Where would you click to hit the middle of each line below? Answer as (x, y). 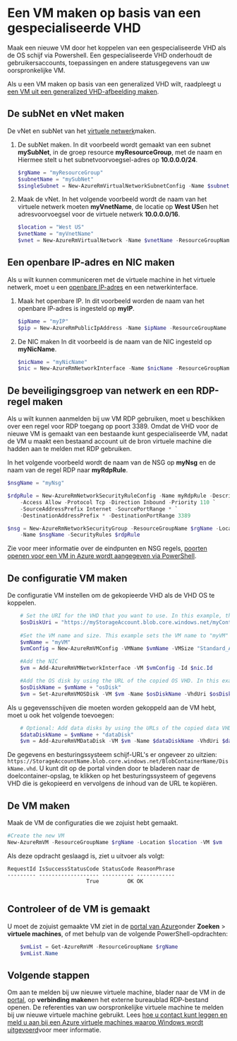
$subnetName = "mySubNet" (55, 179)
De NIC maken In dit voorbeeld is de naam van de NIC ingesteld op (115, 341)
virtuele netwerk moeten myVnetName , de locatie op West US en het (118, 207)
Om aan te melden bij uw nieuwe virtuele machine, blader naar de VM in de (116, 992)
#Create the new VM (36, 836)
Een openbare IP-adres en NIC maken (91, 262)
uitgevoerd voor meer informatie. (54, 1030)
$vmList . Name (39, 953)
